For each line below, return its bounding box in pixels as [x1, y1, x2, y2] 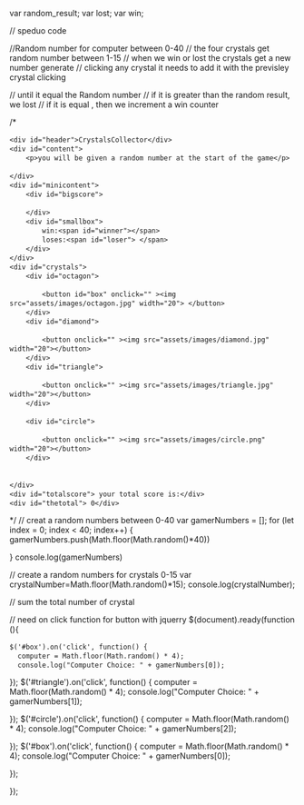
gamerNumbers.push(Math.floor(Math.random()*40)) [9, 534, 211, 544]
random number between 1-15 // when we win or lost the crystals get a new [9, 53, 292, 63]
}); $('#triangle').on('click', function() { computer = [9, 677, 198, 687]
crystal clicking [9, 72, 66, 83]
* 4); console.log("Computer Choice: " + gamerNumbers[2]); [9, 723, 237, 734]
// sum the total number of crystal [9, 597, 135, 607]
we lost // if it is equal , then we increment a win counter [9, 99, 220, 110]
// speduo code [9, 25, 67, 35]
